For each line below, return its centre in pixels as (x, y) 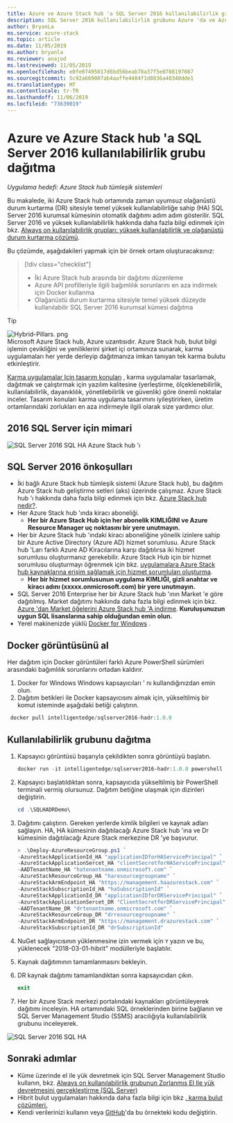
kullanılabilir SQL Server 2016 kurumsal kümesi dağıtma (114, 307)
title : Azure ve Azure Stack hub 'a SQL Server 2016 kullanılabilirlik (113, 14)
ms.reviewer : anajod (37, 59)
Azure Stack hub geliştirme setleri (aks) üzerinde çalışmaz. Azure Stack (119, 491)
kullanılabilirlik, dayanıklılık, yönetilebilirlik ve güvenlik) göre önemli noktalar (114, 391)
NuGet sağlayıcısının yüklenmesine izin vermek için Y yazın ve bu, (111, 941)
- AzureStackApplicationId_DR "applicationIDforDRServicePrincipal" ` (120, 895)
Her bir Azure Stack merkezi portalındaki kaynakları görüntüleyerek (113, 1001)
